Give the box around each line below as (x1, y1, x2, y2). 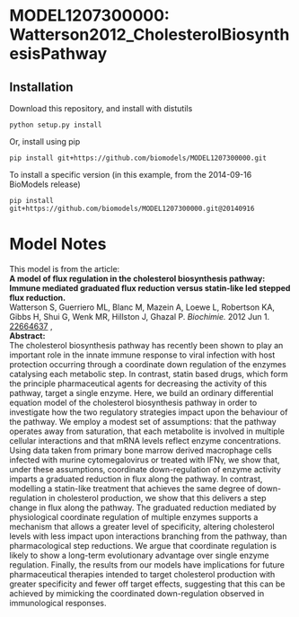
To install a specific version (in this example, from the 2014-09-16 (9, 170, 252, 180)
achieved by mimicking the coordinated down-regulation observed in (9, 587, 265, 598)
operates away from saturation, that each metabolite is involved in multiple (9, 426, 286, 436)
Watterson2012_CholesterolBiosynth (9, 24, 290, 45)
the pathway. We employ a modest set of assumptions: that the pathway (9, 416, 277, 427)
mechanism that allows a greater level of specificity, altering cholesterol (9, 521, 276, 532)
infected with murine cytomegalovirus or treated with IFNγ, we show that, (9, 454, 280, 465)
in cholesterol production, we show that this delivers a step (48, 492, 267, 503)
